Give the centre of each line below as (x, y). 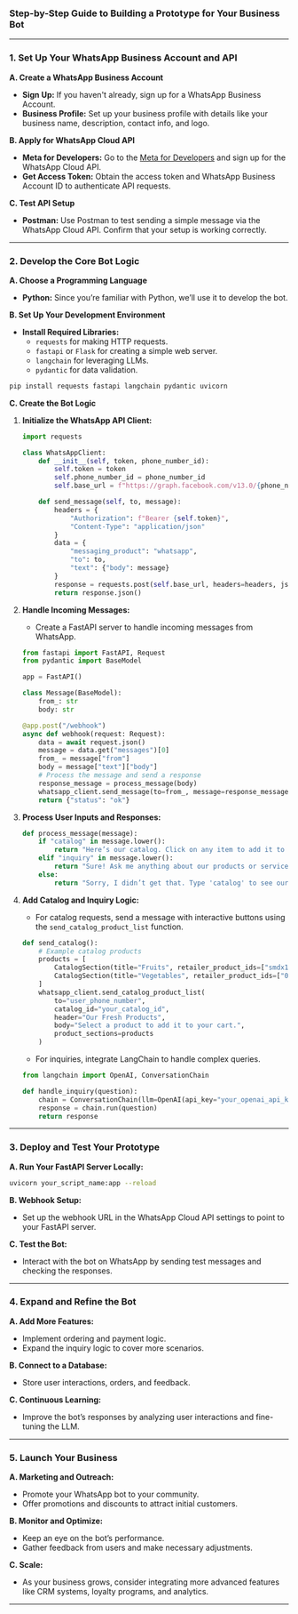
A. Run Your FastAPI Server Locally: (76, 1167)
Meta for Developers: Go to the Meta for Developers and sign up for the (154, 157)
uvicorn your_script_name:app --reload (83, 1183)
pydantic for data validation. (86, 369)
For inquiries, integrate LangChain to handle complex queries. (148, 1059)
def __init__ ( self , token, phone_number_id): (124, 461)
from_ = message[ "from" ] (84, 759)
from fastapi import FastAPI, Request (94, 653)
